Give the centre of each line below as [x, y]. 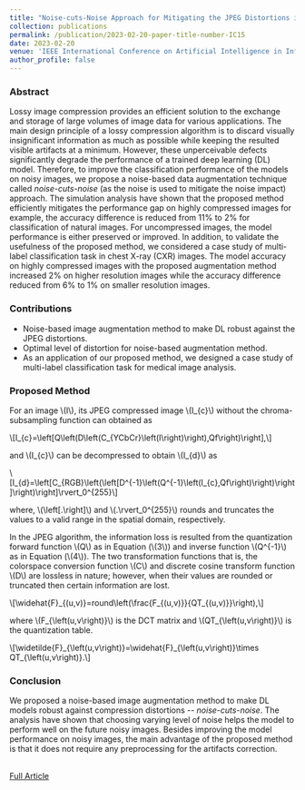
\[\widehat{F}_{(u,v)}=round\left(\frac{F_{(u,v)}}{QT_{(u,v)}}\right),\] [137, 602]
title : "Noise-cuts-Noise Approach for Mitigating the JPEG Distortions [150, 18]
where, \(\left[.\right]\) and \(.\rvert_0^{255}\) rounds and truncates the [142, 509]
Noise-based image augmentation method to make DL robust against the [159, 329]
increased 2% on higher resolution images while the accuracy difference [145, 276]
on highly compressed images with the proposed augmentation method [143, 266]
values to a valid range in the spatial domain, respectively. [118, 519]
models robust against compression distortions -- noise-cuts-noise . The [144, 710]
